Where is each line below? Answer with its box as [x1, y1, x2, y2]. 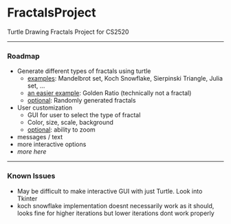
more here [16, 147, 47, 156]
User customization [16, 103, 73, 112]
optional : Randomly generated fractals [27, 96, 136, 105]
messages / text [16, 133, 63, 141]
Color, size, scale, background [27, 119, 113, 127]
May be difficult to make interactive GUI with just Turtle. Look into [16, 187, 203, 195]
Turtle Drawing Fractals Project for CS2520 [7, 28, 129, 36]
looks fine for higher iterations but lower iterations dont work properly [16, 209, 214, 217]
